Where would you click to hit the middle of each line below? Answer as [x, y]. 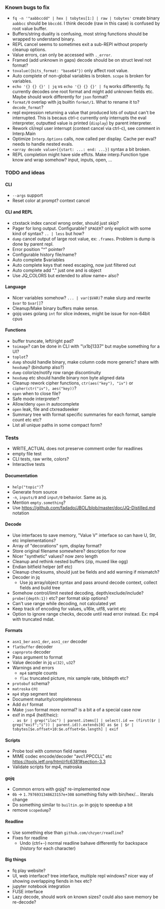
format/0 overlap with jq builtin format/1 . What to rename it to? [76, 102]
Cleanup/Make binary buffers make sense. [55, 308]
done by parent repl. [33, 244]
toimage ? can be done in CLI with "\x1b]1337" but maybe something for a [86, 346]
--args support [27, 195]
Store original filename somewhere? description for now [69, 551]
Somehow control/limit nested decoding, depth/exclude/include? [78, 593]
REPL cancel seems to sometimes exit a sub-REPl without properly [80, 44]
